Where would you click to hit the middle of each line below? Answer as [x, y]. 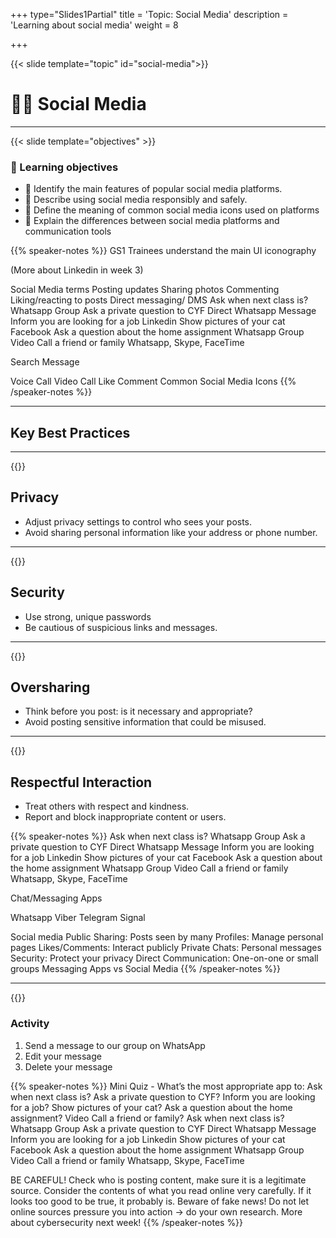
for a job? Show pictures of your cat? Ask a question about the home [151, 1107]
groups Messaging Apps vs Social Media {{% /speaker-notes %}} [146, 969]
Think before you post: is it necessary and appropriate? [138, 711]
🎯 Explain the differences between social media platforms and [152, 221]
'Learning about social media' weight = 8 [94, 25]
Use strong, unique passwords [88, 616]
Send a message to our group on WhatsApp [115, 1045]
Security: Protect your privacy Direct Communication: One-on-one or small [164, 958]
